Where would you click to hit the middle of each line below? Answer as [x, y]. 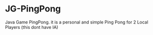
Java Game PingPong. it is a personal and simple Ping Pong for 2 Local [77, 22]
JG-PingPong [33, 9]
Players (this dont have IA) [32, 27]
